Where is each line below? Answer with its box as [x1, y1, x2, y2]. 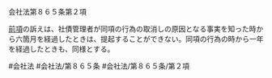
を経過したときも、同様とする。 [8, 44, 115, 54]
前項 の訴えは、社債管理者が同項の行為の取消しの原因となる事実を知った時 [8, 24, 257, 34]
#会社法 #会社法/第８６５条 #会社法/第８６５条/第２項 [8, 61, 190, 71]
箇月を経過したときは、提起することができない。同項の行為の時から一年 [22, 35, 264, 43]
